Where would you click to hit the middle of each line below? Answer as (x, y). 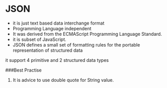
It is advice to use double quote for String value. (63, 80)
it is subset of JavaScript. (39, 39)
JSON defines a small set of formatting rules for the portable (76, 45)
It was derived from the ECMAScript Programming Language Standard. (87, 34)
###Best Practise (23, 70)
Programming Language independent (52, 28)
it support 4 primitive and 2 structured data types (57, 60)
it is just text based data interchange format (58, 23)
